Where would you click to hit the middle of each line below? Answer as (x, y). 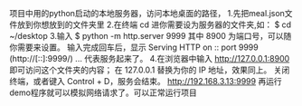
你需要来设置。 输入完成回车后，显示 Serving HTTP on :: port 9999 (134, 47)
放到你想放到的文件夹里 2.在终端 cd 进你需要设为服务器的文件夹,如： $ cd (154, 24)
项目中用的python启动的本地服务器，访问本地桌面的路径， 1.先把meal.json (147, 13)
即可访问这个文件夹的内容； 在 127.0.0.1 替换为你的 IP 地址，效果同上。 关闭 (150, 70)
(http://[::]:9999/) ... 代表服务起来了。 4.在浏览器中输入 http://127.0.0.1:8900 (150, 58)
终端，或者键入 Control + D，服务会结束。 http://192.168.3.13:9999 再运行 (146, 81)
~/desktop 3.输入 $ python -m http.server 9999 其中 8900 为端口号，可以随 (151, 36)
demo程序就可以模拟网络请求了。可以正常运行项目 (103, 92)
